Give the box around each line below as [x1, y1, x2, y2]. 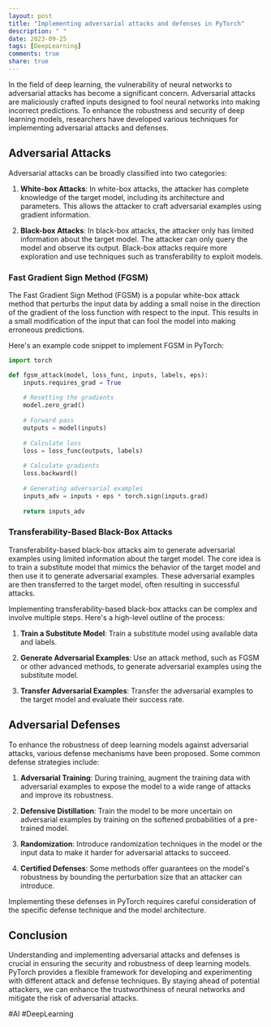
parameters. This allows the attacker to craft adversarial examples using [19, 201, 262, 211]
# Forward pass [23, 417, 75, 425]
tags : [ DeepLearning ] [8, 42, 82, 50]
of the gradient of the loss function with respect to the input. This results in [8, 307, 259, 317]
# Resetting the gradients [23, 394, 114, 402]
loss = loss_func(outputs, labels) [23, 447, 144, 455]
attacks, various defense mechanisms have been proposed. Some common [8, 748, 261, 758]
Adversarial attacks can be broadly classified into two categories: [8, 168, 227, 177]
